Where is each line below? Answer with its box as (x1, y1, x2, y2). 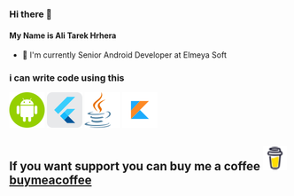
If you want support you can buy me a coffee (9, 159, 261, 174)
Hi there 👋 (9, 8, 53, 20)
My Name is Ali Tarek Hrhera (9, 30, 117, 41)
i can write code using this (9, 72, 125, 84)
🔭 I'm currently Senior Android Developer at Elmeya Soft (21, 50, 228, 60)
